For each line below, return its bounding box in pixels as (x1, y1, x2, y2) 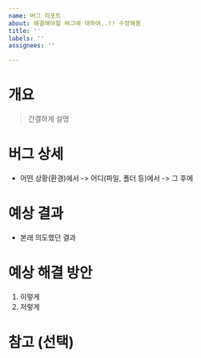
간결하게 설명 (27, 114, 70, 124)
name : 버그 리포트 (8, 11, 62, 20)
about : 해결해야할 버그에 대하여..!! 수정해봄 (8, 19, 142, 27)
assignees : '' (8, 42, 56, 50)
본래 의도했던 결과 (19, 232, 76, 242)
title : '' (8, 27, 42, 35)
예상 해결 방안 (8, 264, 93, 282)
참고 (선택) (8, 333, 74, 352)
